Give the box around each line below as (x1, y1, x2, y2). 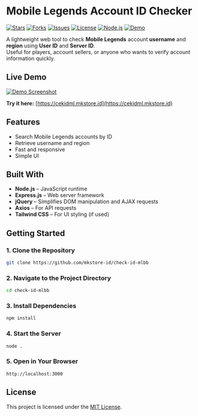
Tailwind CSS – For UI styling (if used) (14, 211, 110, 218)
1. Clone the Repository (6, 246, 75, 254)
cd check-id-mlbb (6, 288, 50, 294)
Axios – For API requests (14, 204, 77, 212)
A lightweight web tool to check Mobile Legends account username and (6, 35, 186, 43)
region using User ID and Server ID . (6, 42, 95, 49)
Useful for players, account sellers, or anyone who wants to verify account (6, 48, 191, 55)
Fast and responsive (14, 146, 65, 153)
